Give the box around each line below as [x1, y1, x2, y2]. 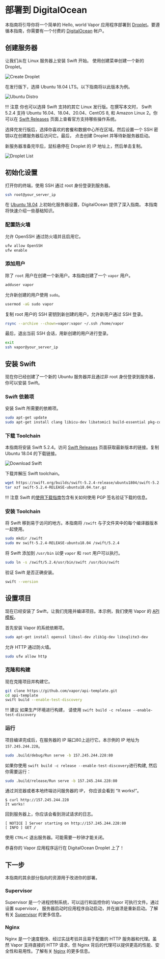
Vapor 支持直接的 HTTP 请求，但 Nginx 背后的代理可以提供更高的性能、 [10, 942, 156, 948]
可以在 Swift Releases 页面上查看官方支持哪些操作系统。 [5, 116, 119, 122]
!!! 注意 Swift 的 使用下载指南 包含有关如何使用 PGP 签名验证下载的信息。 [5, 495, 150, 501]
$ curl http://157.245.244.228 [5, 798, 69, 803]
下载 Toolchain [5, 432, 41, 439]
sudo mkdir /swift [5, 536, 43, 541]
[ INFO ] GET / [5, 825, 36, 830]
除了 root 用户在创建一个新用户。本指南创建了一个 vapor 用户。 [5, 272, 134, 278]
